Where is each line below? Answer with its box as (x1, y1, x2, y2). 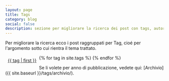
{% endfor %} (92, 55, 122, 61)
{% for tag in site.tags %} (39, 55, 92, 61)
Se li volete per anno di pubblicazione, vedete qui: (39, 65, 142, 71)
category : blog (5, 17, 37, 22)
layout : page (5, 7, 33, 13)
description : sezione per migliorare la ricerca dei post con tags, (5, 26, 152, 31)
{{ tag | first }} (8, 57, 37, 63)
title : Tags (5, 12, 30, 17)
